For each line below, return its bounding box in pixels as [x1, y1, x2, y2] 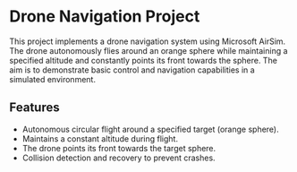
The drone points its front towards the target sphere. [21, 142, 216, 153]
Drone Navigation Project [9, 6, 200, 27]
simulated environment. [9, 73, 97, 84]
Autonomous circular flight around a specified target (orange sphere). [21, 124, 279, 134]
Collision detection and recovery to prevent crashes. [21, 152, 216, 163]
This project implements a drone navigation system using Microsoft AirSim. [9, 36, 286, 47]
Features [9, 100, 60, 116]
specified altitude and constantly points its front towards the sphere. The [9, 55, 277, 65]
